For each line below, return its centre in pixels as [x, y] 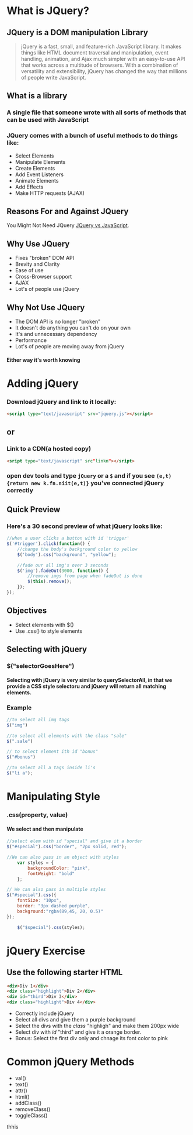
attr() [21, 1091]
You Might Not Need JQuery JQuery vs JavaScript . [68, 225]
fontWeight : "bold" [51, 873]
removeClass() [33, 1109]
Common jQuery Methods [71, 1062]
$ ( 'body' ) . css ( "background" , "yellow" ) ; [67, 554]
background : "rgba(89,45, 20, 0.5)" [60, 911]
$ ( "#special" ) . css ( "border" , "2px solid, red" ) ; [67, 847]
